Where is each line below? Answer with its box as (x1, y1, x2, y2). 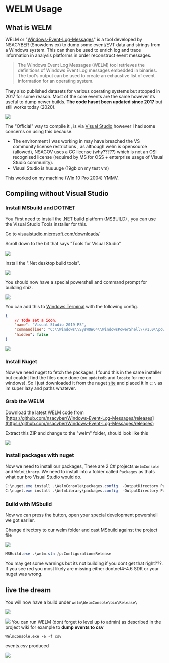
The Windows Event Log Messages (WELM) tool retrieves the (17, 62, 145, 68)
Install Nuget (5, 358, 37, 365)
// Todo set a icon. (14, 318, 57, 323)
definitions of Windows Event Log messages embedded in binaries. (17, 67, 157, 73)
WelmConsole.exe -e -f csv (5, 634, 62, 639)
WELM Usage (5, 3, 63, 15)
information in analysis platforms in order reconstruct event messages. (5, 52, 152, 58)
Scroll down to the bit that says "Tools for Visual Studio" (5, 240, 121, 246)
